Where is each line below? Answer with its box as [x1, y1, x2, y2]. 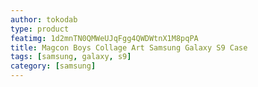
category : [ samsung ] [10, 61, 97, 71]
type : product [10, 24, 70, 34]
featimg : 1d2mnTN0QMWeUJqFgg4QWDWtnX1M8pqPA [10, 33, 199, 43]
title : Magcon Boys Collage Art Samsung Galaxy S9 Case [10, 42, 248, 53]
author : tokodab [10, 14, 78, 25]
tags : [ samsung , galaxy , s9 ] [10, 52, 132, 62]
